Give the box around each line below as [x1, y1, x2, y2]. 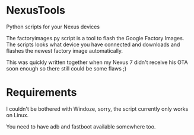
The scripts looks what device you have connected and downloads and [6, 41, 180, 48]
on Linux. [6, 111, 29, 118]
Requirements [6, 86, 77, 99]
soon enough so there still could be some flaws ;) [6, 65, 127, 72]
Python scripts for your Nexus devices [6, 23, 100, 30]
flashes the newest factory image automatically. [6, 47, 123, 54]
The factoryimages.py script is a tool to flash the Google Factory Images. [6, 34, 185, 41]
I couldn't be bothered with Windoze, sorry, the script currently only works [6, 105, 189, 112]
